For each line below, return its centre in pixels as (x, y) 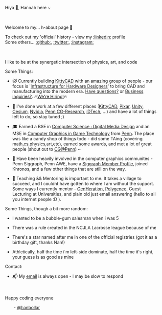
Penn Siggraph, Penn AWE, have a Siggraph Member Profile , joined (80, 164)
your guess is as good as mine (43, 257)
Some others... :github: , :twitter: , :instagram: (49, 42)
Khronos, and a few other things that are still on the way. (69, 169)
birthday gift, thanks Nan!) (38, 242)
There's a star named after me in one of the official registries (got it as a (85, 237)
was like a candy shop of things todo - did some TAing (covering (77, 139)
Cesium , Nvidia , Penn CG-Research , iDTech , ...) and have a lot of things (84, 112)
